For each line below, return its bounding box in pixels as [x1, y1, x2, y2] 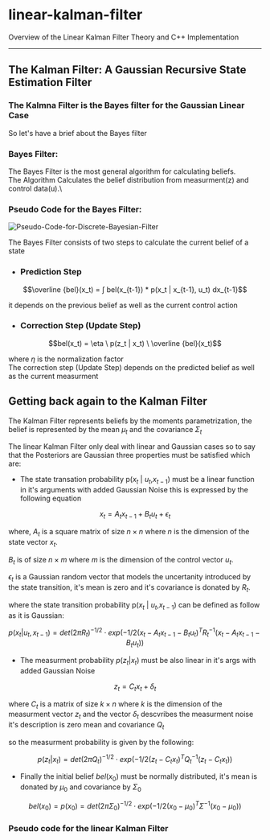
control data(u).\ [8, 183, 63, 193]
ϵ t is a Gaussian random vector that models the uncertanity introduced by [8, 572, 252, 584]
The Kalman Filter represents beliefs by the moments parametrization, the [8, 416, 252, 426]
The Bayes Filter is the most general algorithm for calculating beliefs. [8, 167, 236, 176]
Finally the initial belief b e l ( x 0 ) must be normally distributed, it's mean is [19, 772, 258, 784]
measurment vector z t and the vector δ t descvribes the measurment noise [8, 710, 254, 721]
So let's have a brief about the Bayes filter [8, 128, 147, 138]
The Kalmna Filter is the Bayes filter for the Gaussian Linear [8, 100, 245, 111]
